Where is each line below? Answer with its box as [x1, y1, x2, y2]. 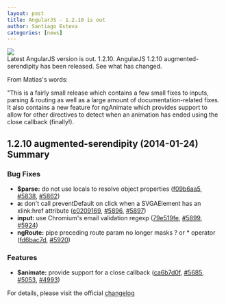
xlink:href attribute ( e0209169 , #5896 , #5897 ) [16, 207, 147, 215]
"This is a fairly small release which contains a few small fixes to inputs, [7, 89, 209, 97]
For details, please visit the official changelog [7, 289, 135, 297]
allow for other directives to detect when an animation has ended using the [7, 110, 218, 119]
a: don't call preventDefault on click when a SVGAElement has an [16, 199, 201, 207]
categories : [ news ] [7, 29, 63, 36]
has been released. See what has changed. [40, 62, 162, 71]
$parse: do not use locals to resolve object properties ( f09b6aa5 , [16, 185, 203, 193]
